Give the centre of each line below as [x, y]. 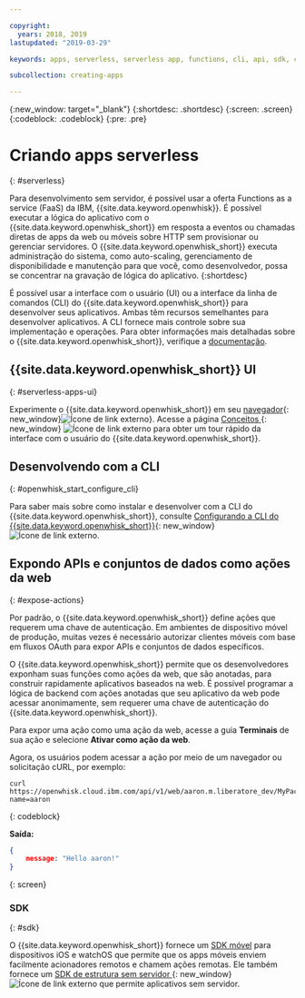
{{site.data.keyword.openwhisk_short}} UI [133, 370]
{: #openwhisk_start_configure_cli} [74, 489]
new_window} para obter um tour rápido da [135, 429]
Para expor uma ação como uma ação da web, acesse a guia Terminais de [149, 730]
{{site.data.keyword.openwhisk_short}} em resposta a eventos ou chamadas [152, 227]
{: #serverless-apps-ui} [54, 391]
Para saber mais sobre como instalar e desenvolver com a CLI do [131, 506]
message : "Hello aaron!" [73, 859]
